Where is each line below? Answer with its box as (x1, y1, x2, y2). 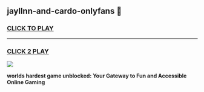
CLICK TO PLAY (7, 24, 54, 33)
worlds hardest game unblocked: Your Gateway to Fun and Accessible (7, 72, 187, 79)
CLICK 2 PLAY (7, 47, 49, 55)
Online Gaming (7, 78, 45, 85)
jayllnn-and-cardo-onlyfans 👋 (7, 6, 122, 16)
